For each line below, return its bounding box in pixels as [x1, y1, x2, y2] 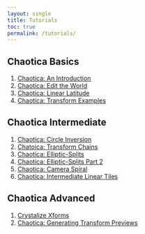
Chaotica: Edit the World [17, 82, 88, 90]
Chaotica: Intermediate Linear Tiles [17, 172, 119, 180]
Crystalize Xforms [17, 211, 70, 219]
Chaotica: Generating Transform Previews [17, 218, 138, 227]
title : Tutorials [7, 17, 58, 24]
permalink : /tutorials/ [7, 29, 77, 37]
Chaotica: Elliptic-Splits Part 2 [17, 157, 103, 166]
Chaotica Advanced [7, 193, 96, 205]
